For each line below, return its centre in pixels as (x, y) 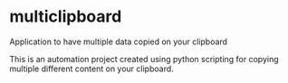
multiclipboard (66, 17)
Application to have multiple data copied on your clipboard (119, 41)
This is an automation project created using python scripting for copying (144, 59)
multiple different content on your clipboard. (91, 69)
